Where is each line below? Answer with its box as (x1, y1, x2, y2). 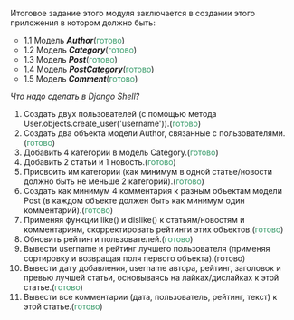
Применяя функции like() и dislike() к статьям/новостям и (23, 215, 245, 225)
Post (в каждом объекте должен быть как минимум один (23, 195, 245, 206)
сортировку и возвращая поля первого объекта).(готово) (23, 253, 246, 264)
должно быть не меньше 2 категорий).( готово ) (23, 176, 204, 187)
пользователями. (219, 128, 286, 139)
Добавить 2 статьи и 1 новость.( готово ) (23, 157, 176, 167)
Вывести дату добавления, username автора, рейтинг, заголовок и (23, 263, 281, 273)
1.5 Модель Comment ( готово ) (23, 73, 138, 84)
